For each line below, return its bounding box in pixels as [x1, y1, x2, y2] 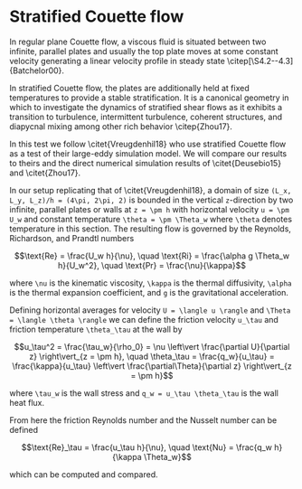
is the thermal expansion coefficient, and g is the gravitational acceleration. [9, 287, 289, 297]
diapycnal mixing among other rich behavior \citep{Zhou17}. [9, 120, 233, 132]
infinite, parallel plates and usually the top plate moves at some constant [9, 45, 278, 56]
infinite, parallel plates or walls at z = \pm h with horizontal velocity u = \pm [9, 203, 289, 214]
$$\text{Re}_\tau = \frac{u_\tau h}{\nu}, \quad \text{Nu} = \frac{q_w [21, 441, 273, 453]
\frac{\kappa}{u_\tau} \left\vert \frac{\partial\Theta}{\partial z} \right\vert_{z [12, 360, 292, 371]
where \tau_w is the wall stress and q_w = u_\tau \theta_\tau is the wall [9, 387, 278, 399]
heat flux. [9, 397, 45, 408]
